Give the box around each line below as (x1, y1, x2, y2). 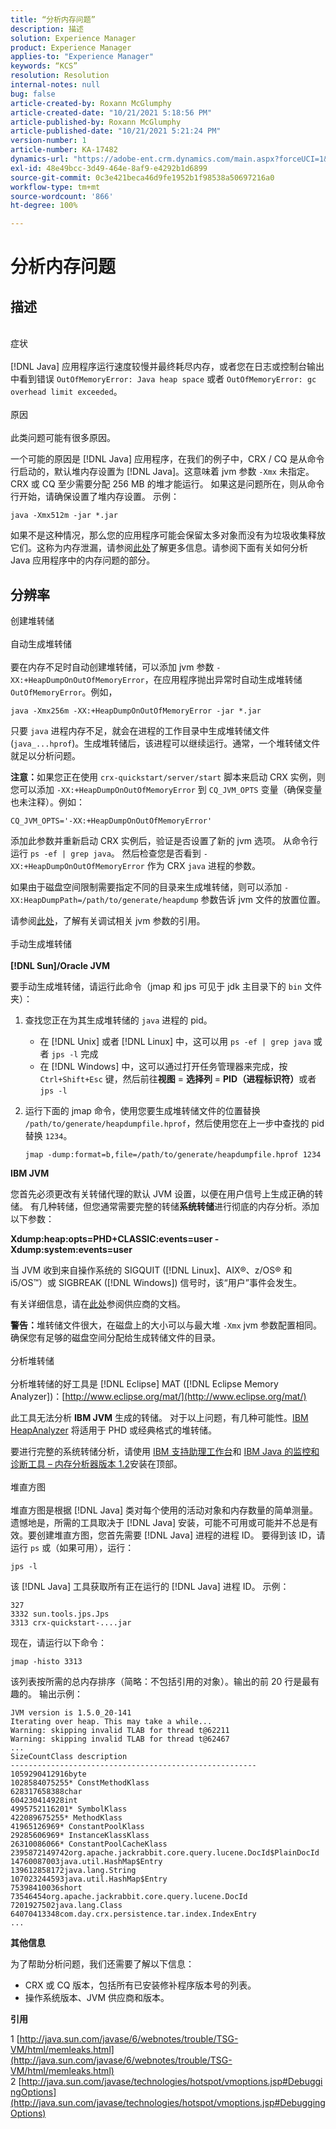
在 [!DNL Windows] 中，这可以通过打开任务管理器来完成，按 (39, 1060, 288, 1072)
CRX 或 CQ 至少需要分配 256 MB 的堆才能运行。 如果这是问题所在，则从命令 (10, 478, 325, 490)
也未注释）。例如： (10, 796, 85, 808)
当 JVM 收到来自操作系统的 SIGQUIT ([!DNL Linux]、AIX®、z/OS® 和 (10, 1264, 293, 1276)
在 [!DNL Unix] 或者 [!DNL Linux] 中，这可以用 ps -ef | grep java (39, 1035, 312, 1047)
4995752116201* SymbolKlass (10, 1804, 128, 1814)
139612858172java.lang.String (10, 1865, 137, 1875)
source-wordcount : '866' (10, 191, 114, 201)
